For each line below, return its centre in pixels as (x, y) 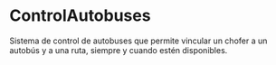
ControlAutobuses (80, 16)
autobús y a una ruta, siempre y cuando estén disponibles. (119, 50)
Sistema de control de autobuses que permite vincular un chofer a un (138, 41)
